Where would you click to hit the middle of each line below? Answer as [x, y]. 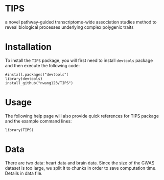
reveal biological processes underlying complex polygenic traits [69, 27]
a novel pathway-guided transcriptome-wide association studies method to [81, 22]
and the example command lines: [38, 121]
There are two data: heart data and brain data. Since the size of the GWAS [80, 163]
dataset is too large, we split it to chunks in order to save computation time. [81, 168]
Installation [28, 47]
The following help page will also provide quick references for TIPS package [82, 116]
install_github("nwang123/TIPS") [39, 83]
